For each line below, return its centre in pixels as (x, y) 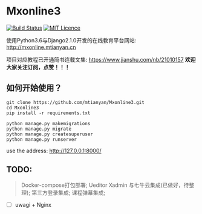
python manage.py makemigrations (48, 123)
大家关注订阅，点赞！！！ (38, 67)
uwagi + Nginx (33, 204)
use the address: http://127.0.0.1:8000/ (54, 151)
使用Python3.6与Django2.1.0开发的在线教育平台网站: (71, 40)
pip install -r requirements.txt (48, 113)
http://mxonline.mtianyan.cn (41, 47)
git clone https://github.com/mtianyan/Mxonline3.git (76, 102)
